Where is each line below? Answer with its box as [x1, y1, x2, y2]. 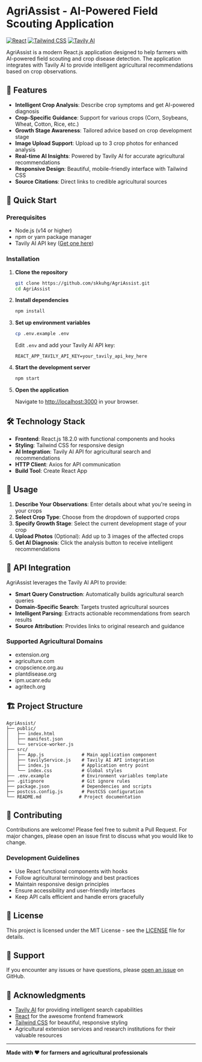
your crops [14, 507, 42, 514]
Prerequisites [6, 214, 46, 222]
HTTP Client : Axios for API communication [14, 460, 121, 468]
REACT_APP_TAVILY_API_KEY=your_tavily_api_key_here [14, 353, 147, 359]
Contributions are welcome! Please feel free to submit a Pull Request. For [6, 826, 188, 833]
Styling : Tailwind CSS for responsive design [14, 441, 124, 449]
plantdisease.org [14, 670, 57, 678]
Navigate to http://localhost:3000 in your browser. [14, 398, 139, 406]
